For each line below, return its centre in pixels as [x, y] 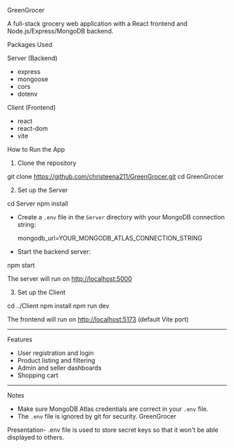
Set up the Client [41, 292]
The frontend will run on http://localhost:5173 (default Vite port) [98, 319]
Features [20, 339]
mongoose [33, 79]
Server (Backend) [32, 58]
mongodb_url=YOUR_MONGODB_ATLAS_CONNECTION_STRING [110, 238]
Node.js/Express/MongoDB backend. [60, 31]
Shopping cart [38, 375]
